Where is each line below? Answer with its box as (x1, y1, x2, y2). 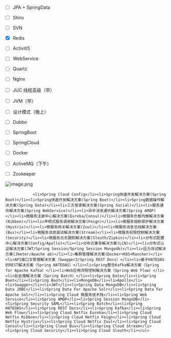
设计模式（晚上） (12, 108, 49, 115)
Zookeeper (12, 171, 36, 177)
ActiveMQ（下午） (12, 161, 52, 167)
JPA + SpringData (12, 5, 51, 10)
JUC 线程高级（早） (12, 87, 55, 93)
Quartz (12, 66, 28, 72)
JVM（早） (12, 98, 37, 104)
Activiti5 (12, 46, 30, 52)
